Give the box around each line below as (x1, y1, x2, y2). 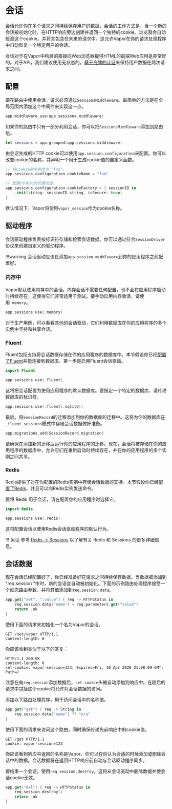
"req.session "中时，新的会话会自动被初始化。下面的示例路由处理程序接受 (5, 580, 161, 587)
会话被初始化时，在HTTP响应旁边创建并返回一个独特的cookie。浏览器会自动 (5, 29, 166, 35)
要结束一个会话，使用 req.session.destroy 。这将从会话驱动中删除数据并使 (5, 768, 161, 774)
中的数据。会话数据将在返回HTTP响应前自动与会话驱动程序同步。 (9, 757, 147, 763)
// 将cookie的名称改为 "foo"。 (5, 166, 67, 172)
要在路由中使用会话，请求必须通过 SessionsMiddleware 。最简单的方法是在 (5, 97, 159, 103)
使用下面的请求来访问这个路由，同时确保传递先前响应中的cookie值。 (5, 726, 150, 732)
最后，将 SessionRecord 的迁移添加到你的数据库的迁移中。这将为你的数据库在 (5, 414, 165, 420)
